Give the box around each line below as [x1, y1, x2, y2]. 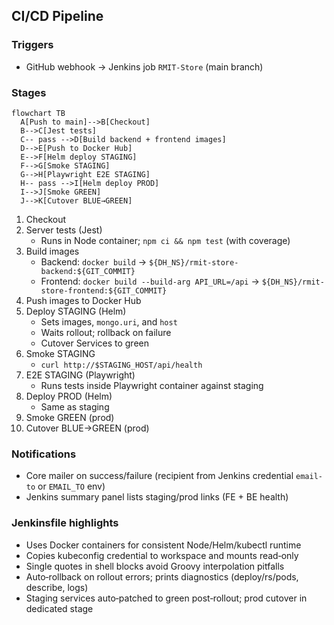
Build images [25, 245, 80, 257]
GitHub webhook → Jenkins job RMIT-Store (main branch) [25, 60, 264, 73]
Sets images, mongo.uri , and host [40, 315, 178, 328]
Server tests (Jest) [25, 224, 103, 236]
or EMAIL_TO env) [37, 480, 106, 493]
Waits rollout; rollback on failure [40, 326, 172, 338]
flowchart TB [11, 108, 66, 118]
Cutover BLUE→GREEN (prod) [25, 422, 150, 434]
